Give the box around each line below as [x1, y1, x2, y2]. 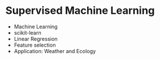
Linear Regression [13, 35, 58, 42]
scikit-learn [13, 29, 41, 36]
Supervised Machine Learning [5, 4, 155, 17]
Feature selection [13, 42, 56, 48]
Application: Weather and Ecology [13, 47, 96, 54]
